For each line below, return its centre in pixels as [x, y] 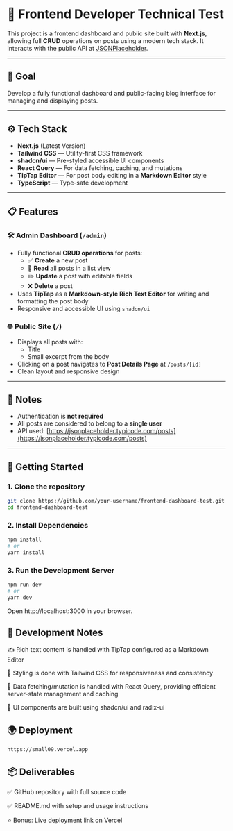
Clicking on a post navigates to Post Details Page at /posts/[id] [109, 364]
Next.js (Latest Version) [51, 146]
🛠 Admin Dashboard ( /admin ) [57, 235]
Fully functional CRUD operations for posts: [80, 253]
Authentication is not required [60, 417]
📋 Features [33, 211]
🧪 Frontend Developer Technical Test [115, 14]
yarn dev [20, 597]
